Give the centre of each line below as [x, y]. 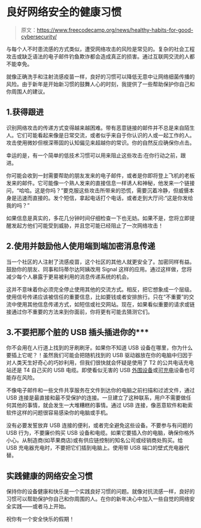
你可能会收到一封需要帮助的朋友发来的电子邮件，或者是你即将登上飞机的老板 [100, 175]
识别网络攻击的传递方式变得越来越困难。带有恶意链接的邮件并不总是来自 [95, 128]
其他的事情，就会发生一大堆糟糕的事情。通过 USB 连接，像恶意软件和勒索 [102, 405]
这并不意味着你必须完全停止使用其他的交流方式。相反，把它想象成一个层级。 [100, 289]
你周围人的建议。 [27, 91]
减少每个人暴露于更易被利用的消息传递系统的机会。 [69, 277]
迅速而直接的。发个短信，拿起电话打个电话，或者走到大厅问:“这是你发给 [105, 198]
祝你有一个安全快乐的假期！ [40, 519]
